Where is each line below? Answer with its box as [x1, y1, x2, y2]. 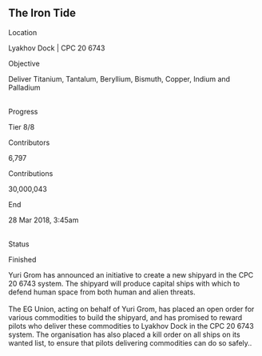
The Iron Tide [8, 6, 76, 20]
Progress [8, 106, 38, 116]
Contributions [8, 168, 54, 178]
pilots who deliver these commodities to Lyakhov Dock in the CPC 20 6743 [8, 321, 254, 330]
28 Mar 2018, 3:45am [8, 215, 79, 225]
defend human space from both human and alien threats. [8, 287, 196, 297]
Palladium [8, 82, 41, 92]
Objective [8, 58, 40, 68]
